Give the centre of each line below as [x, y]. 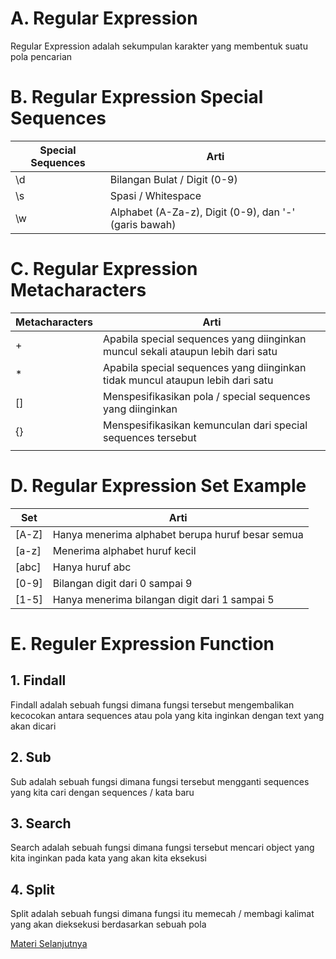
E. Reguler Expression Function [142, 643]
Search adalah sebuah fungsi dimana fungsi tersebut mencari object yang [162, 848]
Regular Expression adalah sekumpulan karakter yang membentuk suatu [159, 46]
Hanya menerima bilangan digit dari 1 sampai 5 [163, 599]
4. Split [32, 889]
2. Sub [31, 757]
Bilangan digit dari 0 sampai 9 [122, 583]
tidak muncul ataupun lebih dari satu [188, 380]
